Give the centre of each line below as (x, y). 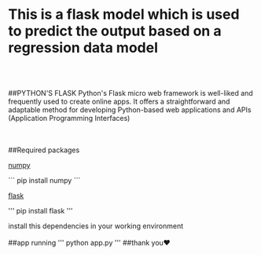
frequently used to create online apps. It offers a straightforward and (119, 101)
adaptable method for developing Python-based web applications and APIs (130, 109)
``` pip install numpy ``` (44, 180)
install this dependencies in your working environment (96, 226)
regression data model (83, 48)
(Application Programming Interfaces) (69, 118)
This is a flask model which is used (124, 15)
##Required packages (44, 150)
